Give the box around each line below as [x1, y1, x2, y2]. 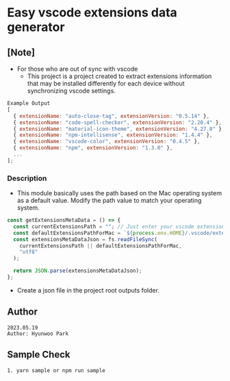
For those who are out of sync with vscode [16, 65, 138, 73]
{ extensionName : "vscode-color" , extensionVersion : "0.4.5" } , [13, 138, 201, 145]
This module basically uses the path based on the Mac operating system [16, 189, 222, 197]
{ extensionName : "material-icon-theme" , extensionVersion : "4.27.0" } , [13, 125, 225, 132]
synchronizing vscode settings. [27, 87, 116, 95]
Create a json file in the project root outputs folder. [16, 286, 159, 294]
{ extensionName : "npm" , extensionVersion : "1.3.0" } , [13, 145, 173, 151]
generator [7, 19, 65, 35]
